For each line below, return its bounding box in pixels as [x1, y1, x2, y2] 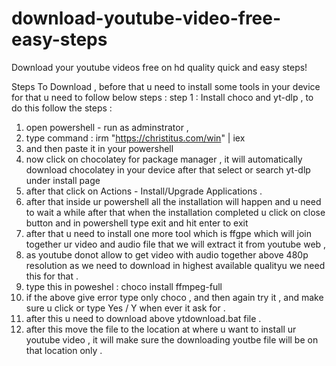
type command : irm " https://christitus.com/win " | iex [25, 132, 246, 144]
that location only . [25, 344, 103, 356]
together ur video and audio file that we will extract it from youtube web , [25, 238, 327, 250]
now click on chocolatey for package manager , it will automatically [25, 153, 303, 165]
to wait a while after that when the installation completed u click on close [25, 206, 326, 218]
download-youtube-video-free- [11, 7, 282, 30]
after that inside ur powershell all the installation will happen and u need [25, 195, 322, 207]
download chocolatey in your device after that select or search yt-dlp [25, 163, 311, 176]
